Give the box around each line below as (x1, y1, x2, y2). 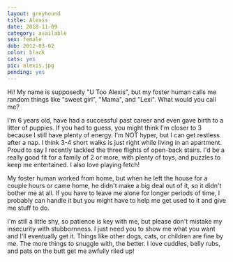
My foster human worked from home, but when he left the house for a (7, 174, 208, 182)
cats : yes (7, 56, 36, 63)
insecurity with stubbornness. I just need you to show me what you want (7, 224, 216, 233)
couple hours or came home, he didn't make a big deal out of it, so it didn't (7, 181, 222, 190)
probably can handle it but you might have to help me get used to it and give (7, 196, 227, 204)
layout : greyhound (7, 10, 61, 17)
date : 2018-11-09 (7, 23, 58, 30)
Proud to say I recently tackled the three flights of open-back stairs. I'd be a (7, 146, 225, 154)
